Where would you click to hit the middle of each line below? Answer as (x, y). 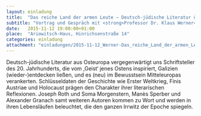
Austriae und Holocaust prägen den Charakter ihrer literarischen (85, 87)
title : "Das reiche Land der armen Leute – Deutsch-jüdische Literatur (99, 17)
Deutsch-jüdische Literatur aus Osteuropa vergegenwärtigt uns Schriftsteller (100, 62)
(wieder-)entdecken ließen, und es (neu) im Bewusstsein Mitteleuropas (94, 75)
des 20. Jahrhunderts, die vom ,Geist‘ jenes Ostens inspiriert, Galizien (92, 68)
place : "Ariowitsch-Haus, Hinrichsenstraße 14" (68, 34)
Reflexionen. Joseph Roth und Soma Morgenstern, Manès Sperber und (94, 94)
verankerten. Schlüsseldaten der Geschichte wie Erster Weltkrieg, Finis (94, 81)
